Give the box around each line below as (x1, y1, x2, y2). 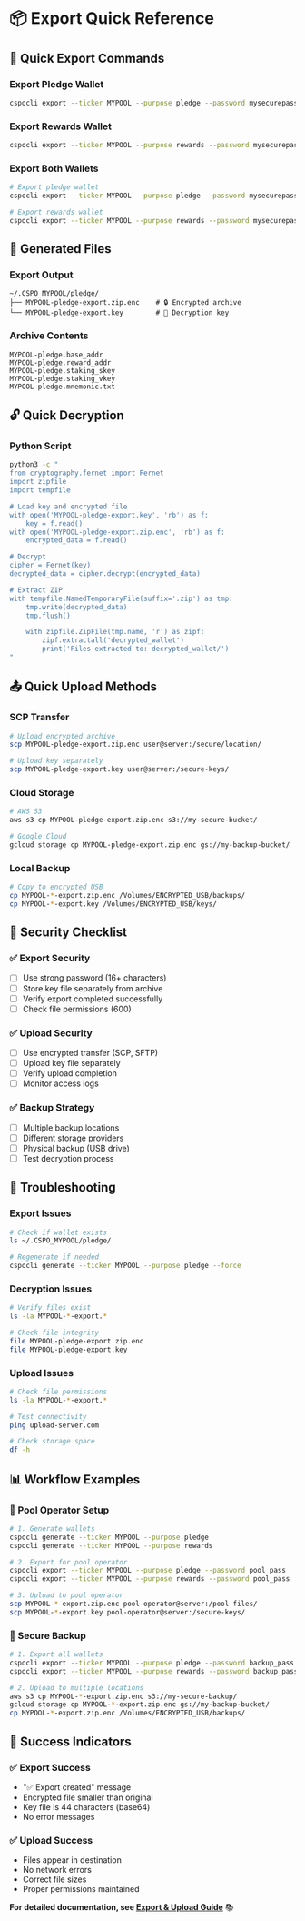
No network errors (22, 1865, 93, 1876)
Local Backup (9, 861, 71, 874)
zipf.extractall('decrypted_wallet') (42, 636, 184, 645)
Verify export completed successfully (22, 993, 163, 1004)
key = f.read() (25, 518, 84, 528)
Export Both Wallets (9, 162, 99, 175)
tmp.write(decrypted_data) (25, 602, 128, 611)
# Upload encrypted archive (9, 731, 116, 740)
